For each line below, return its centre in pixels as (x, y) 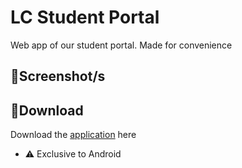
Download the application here (73, 135)
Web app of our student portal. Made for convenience (121, 45)
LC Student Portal (85, 17)
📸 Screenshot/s (58, 76)
